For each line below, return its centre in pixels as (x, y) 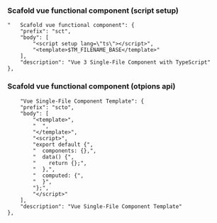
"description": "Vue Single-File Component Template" (101, 206)
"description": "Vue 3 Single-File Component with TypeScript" (116, 62)
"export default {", (63, 144)
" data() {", (54, 157)
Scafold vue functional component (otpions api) (91, 86)
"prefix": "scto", (47, 107)
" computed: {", (58, 176)
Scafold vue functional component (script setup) (93, 11)
